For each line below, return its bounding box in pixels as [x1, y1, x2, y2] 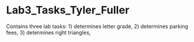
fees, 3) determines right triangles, [6, 29, 91, 36]
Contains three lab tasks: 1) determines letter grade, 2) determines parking [6, 23, 189, 30]
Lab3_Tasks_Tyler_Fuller [6, 3, 129, 17]
